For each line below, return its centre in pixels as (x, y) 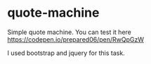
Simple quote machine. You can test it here (69, 32)
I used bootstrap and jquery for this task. (66, 53)
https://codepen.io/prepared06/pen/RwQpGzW (75, 39)
